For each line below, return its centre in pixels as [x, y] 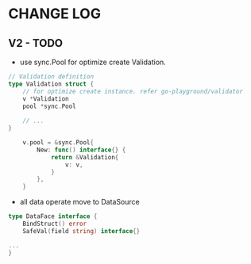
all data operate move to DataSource [80, 202]
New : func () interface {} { [81, 150]
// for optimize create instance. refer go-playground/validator [133, 91]
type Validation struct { [51, 84]
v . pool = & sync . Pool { [58, 143]
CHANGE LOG [55, 14]
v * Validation [46, 99]
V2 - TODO [36, 43]
